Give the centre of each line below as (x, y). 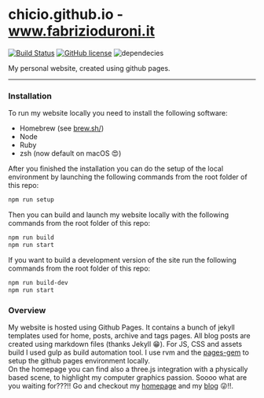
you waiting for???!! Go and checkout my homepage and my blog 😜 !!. (121, 385)
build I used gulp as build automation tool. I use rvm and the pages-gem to (129, 352)
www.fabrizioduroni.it (82, 31)
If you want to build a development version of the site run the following (123, 260)
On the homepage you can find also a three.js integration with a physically (128, 369)
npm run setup (31, 200)
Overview (27, 310)
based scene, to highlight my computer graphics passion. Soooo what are (128, 377)
